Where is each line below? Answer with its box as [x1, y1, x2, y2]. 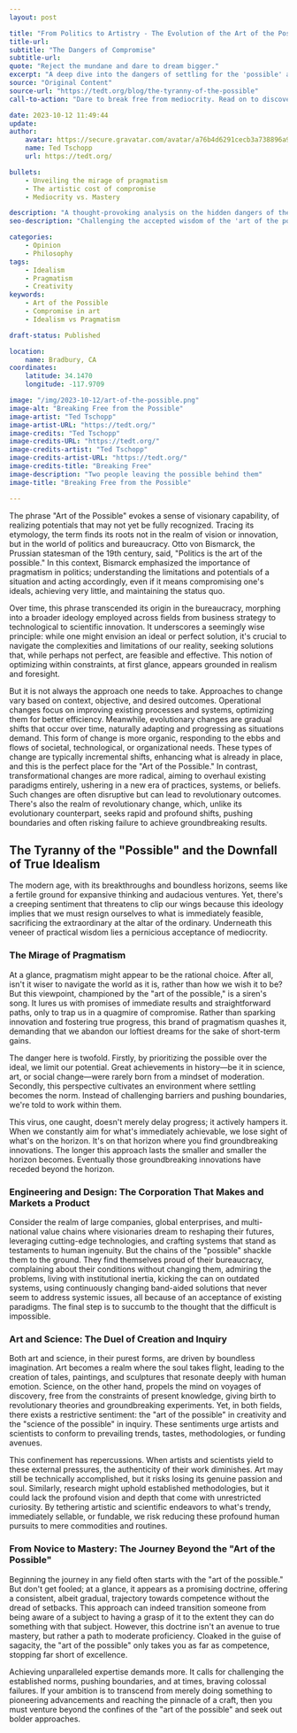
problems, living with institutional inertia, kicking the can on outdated [9, 1273, 260, 1283]
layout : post [9, 12, 57, 22]
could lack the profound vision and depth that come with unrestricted [9, 1492, 262, 1503]
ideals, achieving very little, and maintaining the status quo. [9, 585, 225, 596]
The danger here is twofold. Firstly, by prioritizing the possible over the [9, 1052, 268, 1063]
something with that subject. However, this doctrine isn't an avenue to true [9, 1621, 280, 1631]
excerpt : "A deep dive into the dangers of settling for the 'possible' [9, 70, 283, 80]
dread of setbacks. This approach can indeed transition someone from [9, 1602, 267, 1613]
